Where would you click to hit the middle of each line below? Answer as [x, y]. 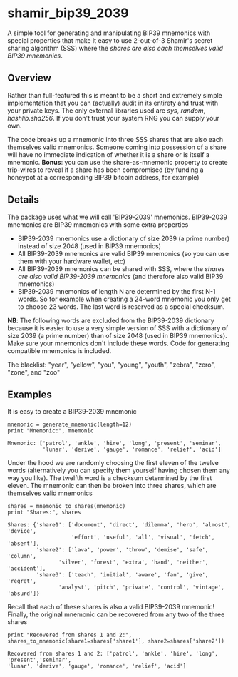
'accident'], [27, 569]
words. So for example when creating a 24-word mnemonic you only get [124, 299]
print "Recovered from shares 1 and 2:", [70, 635]
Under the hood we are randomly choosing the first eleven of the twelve [113, 463]
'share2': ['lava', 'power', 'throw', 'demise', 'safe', [122, 550]
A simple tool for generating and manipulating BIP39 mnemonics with [109, 33]
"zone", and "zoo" [34, 372]
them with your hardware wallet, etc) [72, 261]
